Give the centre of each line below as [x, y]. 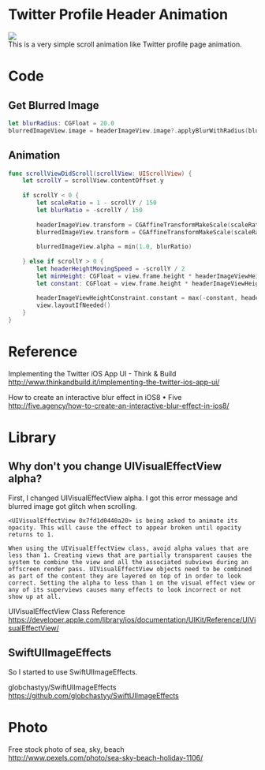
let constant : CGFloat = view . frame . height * [113, 283]
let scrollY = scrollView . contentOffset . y [93, 181]
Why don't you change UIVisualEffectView [115, 467]
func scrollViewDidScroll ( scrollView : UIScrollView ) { [100, 174]
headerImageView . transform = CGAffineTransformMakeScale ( [134, 225]
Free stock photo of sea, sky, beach [66, 749]
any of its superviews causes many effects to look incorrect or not [125, 589]
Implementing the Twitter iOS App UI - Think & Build [92, 373]
